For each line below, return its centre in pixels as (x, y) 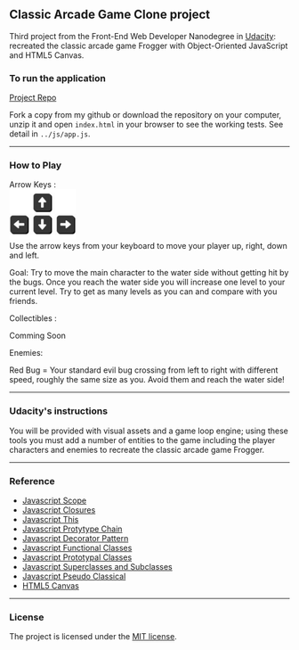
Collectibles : (33, 318)
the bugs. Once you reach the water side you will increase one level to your (147, 282)
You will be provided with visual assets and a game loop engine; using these (149, 431)
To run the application (58, 78)
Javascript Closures (59, 510)
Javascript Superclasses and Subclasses (97, 567)
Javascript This (50, 519)
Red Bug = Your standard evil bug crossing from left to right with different (144, 370)
